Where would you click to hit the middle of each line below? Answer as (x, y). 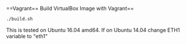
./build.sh (19, 19)
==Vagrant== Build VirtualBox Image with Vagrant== (70, 8)
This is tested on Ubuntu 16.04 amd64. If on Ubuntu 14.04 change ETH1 (93, 30)
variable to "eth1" (27, 36)
